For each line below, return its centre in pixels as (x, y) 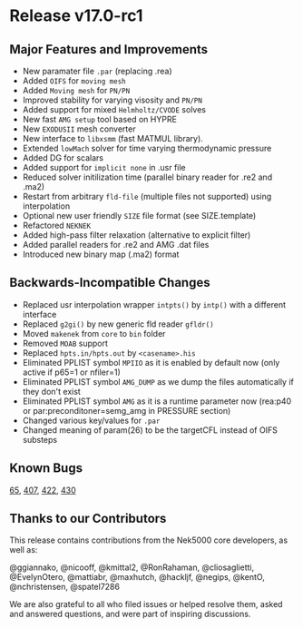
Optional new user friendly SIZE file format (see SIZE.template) (139, 216)
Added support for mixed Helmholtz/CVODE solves (114, 109)
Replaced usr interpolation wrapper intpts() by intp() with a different (154, 304)
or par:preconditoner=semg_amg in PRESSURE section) (127, 410)
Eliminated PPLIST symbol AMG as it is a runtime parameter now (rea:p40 (157, 401)
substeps (39, 439)
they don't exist (52, 391)
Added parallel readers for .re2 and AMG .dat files (116, 245)
